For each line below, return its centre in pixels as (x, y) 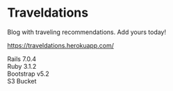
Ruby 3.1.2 (22, 66)
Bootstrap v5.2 (28, 74)
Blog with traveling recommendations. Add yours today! (87, 32)
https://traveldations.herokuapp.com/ (61, 45)
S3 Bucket (22, 81)
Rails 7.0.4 (22, 59)
